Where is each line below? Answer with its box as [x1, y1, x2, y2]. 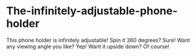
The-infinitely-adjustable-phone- [6, 4, 178, 18]
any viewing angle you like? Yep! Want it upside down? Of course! [6, 43, 170, 50]
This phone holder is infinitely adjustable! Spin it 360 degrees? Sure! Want [6, 36, 190, 43]
